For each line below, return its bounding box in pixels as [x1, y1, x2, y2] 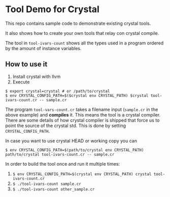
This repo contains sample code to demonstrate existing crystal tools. [5, 20, 151, 26]
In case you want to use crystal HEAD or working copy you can [5, 138, 137, 144]
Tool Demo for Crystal [5, 4, 100, 15]
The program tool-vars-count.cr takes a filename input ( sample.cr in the [5, 106, 158, 112]
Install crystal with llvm [12, 73, 61, 80]
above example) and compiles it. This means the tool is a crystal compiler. [5, 111, 161, 117]
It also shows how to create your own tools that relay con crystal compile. [5, 30, 159, 36]
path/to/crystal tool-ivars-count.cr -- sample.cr [5, 152, 115, 157]
